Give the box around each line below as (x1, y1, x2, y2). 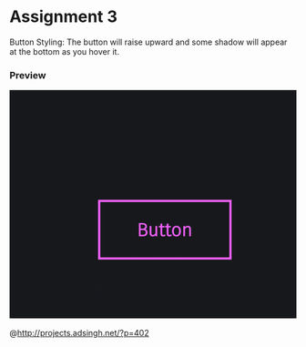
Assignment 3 (9, 6, 118, 27)
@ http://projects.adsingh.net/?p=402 (9, 327, 149, 338)
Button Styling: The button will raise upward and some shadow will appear (9, 36, 288, 47)
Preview (9, 68, 46, 81)
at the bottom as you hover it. (9, 46, 120, 56)
